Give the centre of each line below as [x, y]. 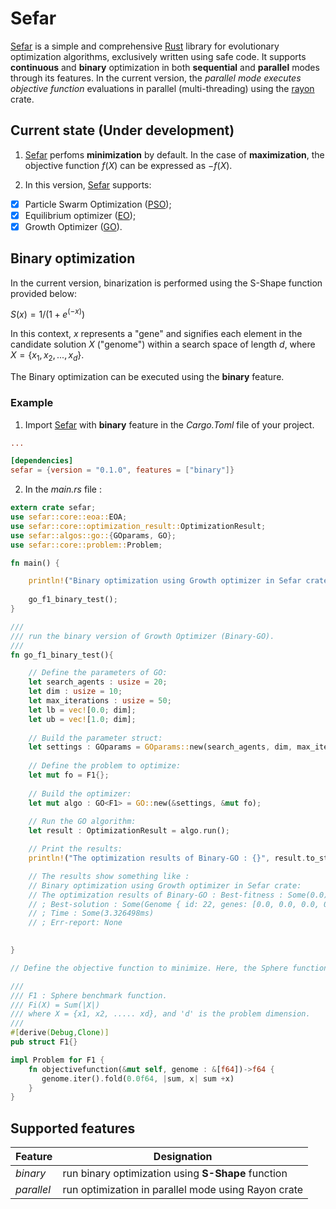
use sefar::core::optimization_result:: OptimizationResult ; [138, 526]
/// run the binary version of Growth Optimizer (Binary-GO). [142, 636]
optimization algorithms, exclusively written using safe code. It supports [158, 56]
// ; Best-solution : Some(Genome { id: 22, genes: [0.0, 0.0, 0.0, [174, 904]
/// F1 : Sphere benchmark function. [89, 995]
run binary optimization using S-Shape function [175, 1174]
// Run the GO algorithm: [82, 822]
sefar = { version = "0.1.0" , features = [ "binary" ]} [122, 470]
